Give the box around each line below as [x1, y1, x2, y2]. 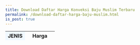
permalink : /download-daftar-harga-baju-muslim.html [5, 12, 119, 17]
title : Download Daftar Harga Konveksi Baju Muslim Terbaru [5, 7, 135, 12]
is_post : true [5, 16, 36, 21]
